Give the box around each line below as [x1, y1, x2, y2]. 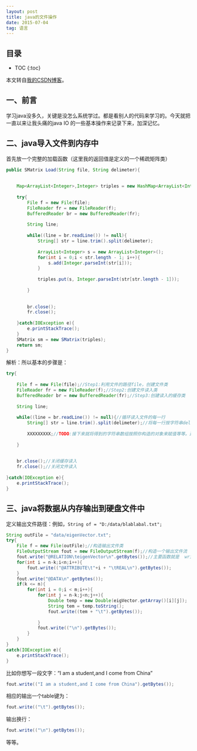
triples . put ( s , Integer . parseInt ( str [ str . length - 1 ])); [37, 276, 180, 283]
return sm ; [16, 342, 43, 348]
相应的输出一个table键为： [6, 693, 70, 700]
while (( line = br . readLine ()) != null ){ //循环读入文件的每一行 [16, 415, 166, 421]
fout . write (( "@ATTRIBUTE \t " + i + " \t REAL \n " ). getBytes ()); [27, 565, 172, 571]
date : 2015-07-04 [6, 19, 49, 25]
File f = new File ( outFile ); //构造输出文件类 [16, 543, 124, 549]
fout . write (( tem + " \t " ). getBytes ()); [47, 608, 143, 614]
